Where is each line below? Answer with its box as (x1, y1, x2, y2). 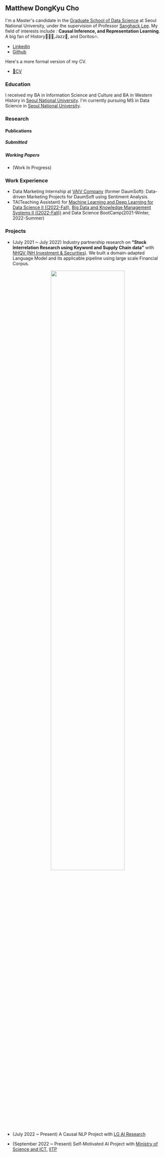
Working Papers (5, 152, 40, 158)
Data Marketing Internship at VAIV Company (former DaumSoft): (12, 188, 145, 195)
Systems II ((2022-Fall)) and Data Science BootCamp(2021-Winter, (12, 210, 150, 216)
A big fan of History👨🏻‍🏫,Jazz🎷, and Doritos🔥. (5, 33, 99, 39)
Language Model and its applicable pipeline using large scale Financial (12, 255, 158, 261)
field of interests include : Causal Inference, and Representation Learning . (5, 28, 160, 34)
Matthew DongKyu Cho (5, 4, 79, 13)
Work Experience (5, 177, 48, 184)
